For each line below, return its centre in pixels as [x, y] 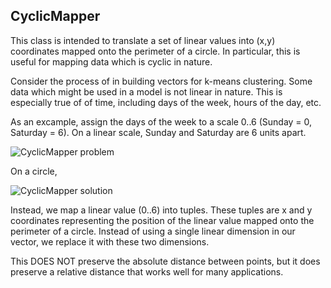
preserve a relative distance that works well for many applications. [147, 271]
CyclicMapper [55, 16]
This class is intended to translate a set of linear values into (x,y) [143, 40]
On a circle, [34, 171]
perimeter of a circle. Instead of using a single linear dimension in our [153, 231]
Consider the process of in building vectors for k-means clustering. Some [161, 81]
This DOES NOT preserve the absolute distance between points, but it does [165, 261]
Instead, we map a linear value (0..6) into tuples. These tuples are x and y [161, 210]
